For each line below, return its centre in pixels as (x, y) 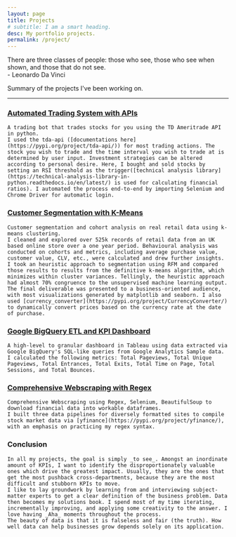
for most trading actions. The (169, 146)
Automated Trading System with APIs (73, 113)
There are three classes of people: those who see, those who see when (111, 60)
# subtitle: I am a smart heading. (59, 27)
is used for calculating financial (166, 183)
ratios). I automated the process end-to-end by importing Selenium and (116, 189)
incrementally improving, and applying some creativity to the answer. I (118, 508)
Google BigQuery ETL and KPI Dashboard (79, 331)
